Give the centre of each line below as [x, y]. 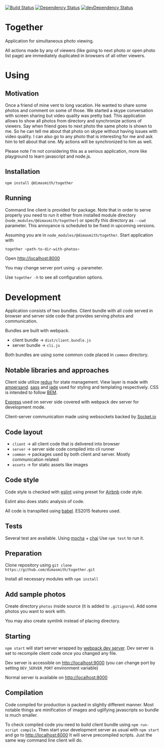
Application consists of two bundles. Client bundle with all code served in [79, 311]
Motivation [22, 93]
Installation [23, 172]
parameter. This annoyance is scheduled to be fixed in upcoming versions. [80, 225]
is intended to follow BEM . [31, 392]
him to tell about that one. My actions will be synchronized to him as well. [79, 142]
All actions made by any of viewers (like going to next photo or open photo [80, 50]
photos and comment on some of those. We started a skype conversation [79, 110]
